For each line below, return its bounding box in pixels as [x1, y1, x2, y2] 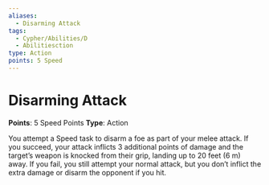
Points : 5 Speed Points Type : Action [8, 117, 128, 127]
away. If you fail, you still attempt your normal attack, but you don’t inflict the [8, 158, 262, 169]
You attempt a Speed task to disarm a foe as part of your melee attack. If [8, 134, 249, 143]
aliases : [8, 11, 38, 20]
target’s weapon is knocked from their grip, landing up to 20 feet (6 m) [8, 150, 241, 160]
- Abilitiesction [15, 42, 74, 50]
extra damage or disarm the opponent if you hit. [8, 167, 167, 177]
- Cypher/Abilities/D [15, 34, 88, 43]
